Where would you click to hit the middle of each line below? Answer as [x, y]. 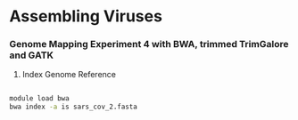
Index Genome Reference [69, 75]
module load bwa [39, 99]
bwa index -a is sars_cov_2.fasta [74, 107]
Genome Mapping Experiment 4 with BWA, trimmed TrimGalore [149, 44]
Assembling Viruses [86, 16]
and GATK [32, 55]
